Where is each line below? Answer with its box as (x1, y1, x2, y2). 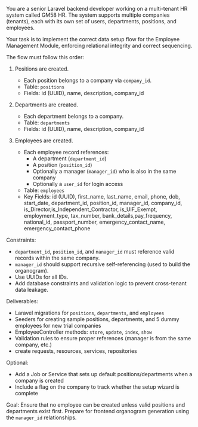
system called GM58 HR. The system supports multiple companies (6, 11, 170, 19)
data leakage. (14, 286, 49, 293)
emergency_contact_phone (23, 225, 91, 232)
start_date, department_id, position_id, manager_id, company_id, (23, 200, 182, 206)
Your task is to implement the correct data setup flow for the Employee (6, 36, 180, 42)
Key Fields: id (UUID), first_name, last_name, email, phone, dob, (23, 193, 181, 200)
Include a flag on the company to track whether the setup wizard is (14, 383, 180, 391)
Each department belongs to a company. (23, 113, 124, 120)
